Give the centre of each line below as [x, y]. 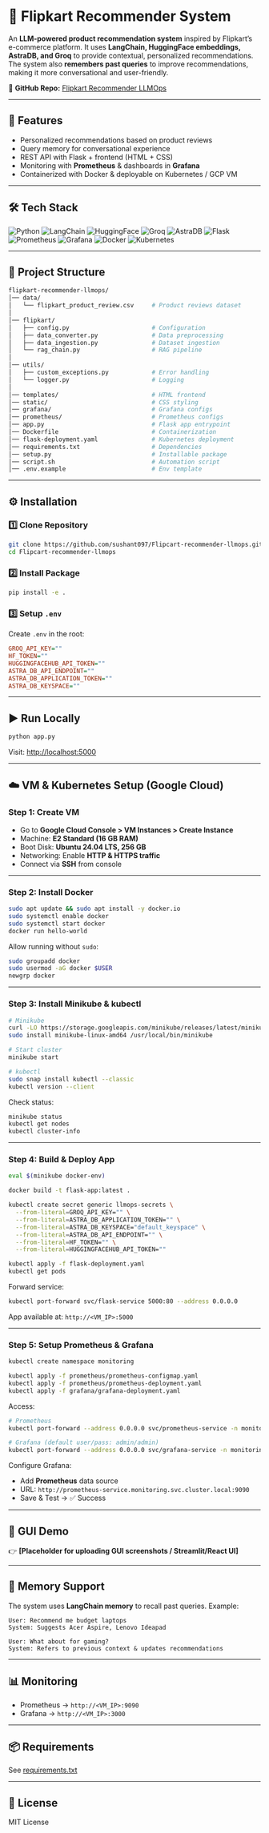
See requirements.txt [43, 1770]
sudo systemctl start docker [57, 924]
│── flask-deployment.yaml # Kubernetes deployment [121, 439]
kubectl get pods [37, 1272]
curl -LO [23, 1028]
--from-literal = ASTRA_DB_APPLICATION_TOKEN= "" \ [98, 1220]
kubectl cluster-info [44, 1132]
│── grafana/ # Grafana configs [111, 410]
